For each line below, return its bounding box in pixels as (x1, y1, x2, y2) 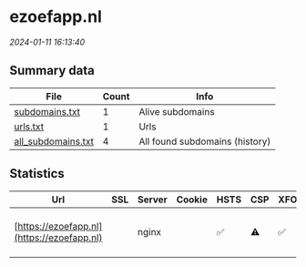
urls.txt (14, 120, 44, 133)
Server (138, 193, 168, 206)
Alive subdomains (138, 105, 216, 118)
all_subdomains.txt (14, 135, 94, 148)
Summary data (9, 63, 96, 78)
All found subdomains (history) (138, 135, 271, 148)
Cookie (176, 193, 208, 206)
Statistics (9, 166, 66, 181)
